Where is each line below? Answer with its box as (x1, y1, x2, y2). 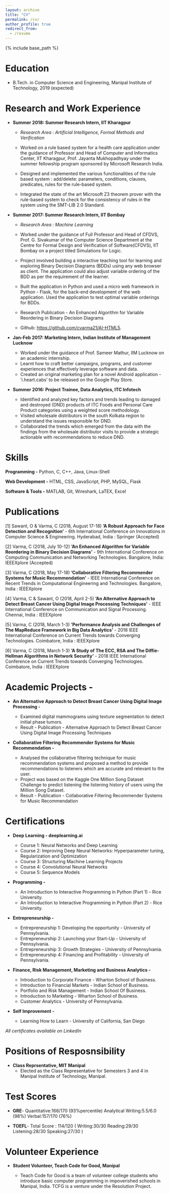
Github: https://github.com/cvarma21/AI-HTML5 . (20, 324, 122, 330)
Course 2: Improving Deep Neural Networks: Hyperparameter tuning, (20, 847, 165, 854)
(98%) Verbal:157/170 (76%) (12, 1113, 72, 1119)
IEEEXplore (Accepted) (5, 559, 53, 566)
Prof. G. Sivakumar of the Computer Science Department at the (20, 236, 152, 243)
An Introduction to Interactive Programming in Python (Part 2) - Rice (20, 899, 162, 906)
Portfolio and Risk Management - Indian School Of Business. (20, 987, 147, 994)
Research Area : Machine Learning (20, 221, 93, 227)
